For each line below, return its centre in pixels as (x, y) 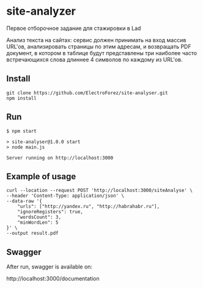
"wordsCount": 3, (39, 217)
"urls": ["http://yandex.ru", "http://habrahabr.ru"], (89, 207)
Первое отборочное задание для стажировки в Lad (74, 28)
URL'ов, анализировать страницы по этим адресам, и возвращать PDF (99, 46)
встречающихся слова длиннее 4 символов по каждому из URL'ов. (94, 59)
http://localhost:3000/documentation (53, 279)
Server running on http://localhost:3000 (60, 158)
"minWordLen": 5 (38, 223)
